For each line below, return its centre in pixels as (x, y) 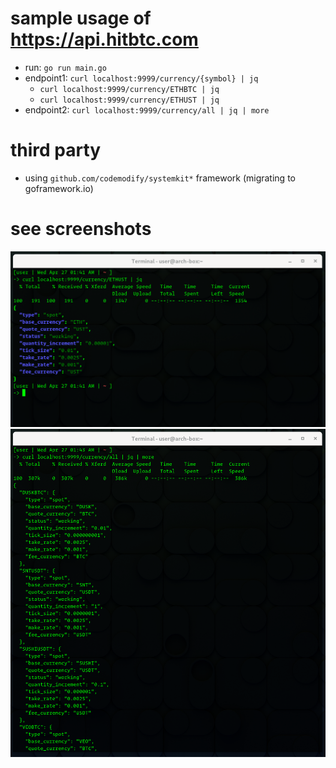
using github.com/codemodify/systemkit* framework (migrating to (160, 178)
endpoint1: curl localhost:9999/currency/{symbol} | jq (141, 78)
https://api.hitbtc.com (104, 39)
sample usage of (81, 18)
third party (56, 150)
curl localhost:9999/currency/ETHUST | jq (129, 100)
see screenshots (81, 229)
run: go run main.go (65, 67)
